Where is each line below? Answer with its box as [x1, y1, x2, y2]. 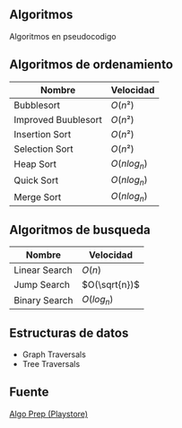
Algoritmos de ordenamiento [9, 57, 173, 73]
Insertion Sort [13, 127, 72, 140]
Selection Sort [13, 143, 74, 155]
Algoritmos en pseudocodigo [9, 31, 117, 41]
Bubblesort [13, 99, 61, 111]
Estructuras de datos [9, 325, 129, 340]
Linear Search [13, 264, 74, 276]
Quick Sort [13, 174, 59, 187]
